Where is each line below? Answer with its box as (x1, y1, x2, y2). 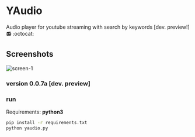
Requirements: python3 (6, 108, 64, 115)
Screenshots (6, 49, 54, 59)
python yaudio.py (6, 125, 48, 131)
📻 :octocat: (6, 30, 34, 37)
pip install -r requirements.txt (6, 119, 88, 125)
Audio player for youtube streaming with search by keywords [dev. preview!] (6, 23, 190, 30)
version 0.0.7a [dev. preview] (6, 79, 90, 87)
